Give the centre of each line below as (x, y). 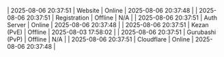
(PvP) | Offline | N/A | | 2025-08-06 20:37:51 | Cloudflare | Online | (100, 39)
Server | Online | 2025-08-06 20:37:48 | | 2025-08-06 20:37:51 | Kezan (108, 25)
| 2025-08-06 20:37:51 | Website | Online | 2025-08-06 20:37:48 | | (102, 11)
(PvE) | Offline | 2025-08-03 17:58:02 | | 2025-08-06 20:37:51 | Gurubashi (112, 32)
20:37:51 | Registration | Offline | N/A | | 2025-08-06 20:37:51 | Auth (122, 18)
